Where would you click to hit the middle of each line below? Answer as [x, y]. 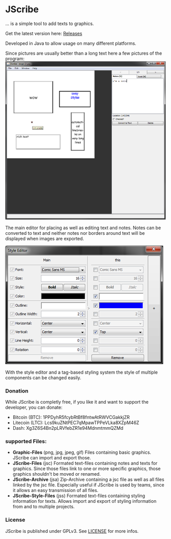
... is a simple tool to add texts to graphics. [50, 23]
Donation [17, 390]
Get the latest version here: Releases [44, 33]
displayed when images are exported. [45, 238]
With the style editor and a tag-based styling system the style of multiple [81, 372]
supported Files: [26, 441]
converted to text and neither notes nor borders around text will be [75, 233]
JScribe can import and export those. [52, 458]
